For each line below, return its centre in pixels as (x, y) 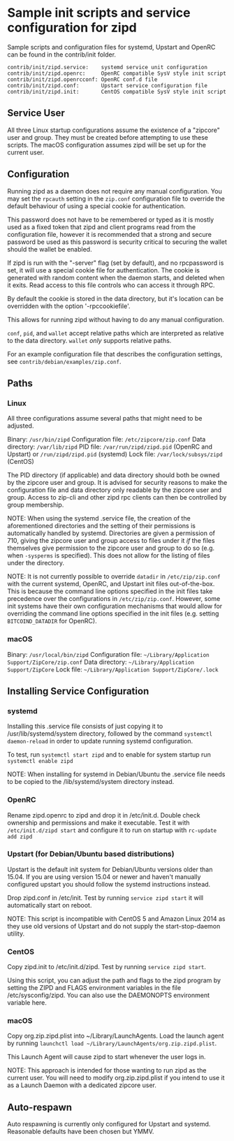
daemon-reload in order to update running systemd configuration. (100, 741)
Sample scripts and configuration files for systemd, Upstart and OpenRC (111, 47)
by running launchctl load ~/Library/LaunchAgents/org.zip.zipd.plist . (112, 1043)
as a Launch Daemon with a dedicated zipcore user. (82, 1085)
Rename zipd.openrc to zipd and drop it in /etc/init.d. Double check (104, 815)
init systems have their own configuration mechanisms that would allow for (115, 606)
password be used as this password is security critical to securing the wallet (117, 242)
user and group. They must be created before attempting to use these (108, 137)
